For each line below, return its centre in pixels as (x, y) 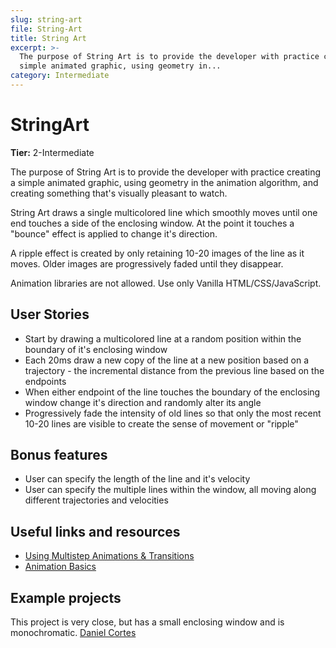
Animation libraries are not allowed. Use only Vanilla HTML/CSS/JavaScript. (166, 283)
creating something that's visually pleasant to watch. (119, 193)
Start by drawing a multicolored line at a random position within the (163, 338)
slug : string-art (46, 19)
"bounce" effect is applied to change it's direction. (114, 233)
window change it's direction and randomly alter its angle (143, 402)
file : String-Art (46, 29)
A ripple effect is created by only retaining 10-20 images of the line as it (157, 253)
